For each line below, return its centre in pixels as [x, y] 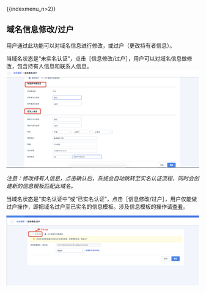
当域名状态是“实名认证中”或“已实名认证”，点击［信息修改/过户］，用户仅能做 [102, 199]
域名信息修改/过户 [40, 30]
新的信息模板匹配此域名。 [44, 186]
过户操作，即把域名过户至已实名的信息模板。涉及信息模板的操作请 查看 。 [97, 207]
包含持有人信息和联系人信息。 [54, 66]
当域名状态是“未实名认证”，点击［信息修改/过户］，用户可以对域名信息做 [97, 58]
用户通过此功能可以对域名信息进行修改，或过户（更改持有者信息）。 [91, 45]
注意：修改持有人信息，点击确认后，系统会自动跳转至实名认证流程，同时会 [100, 178]
